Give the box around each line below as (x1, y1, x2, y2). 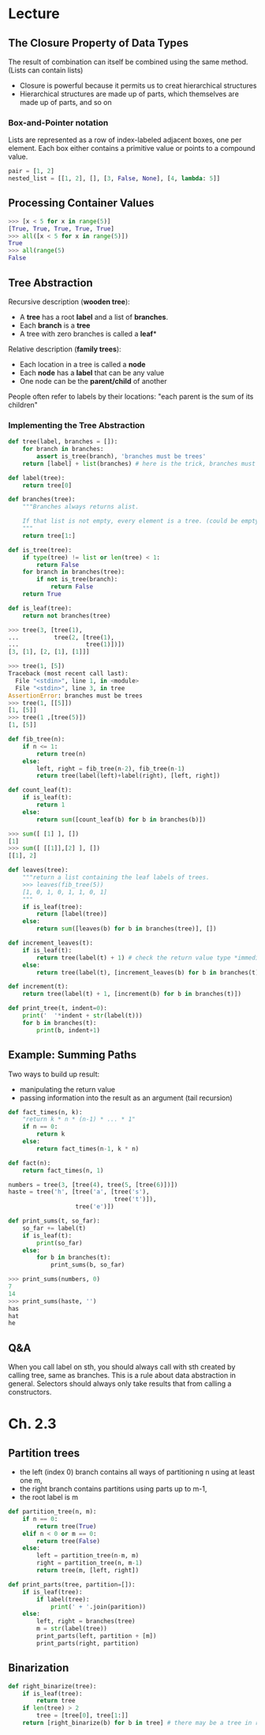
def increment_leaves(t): (8, 939, 93, 948)
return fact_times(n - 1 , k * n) (36, 1144, 140, 1153)
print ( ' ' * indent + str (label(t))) (22, 1012, 144, 1020)
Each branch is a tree (19, 321, 91, 330)
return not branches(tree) (22, 611, 111, 620)
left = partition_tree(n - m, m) (36, 1552, 140, 1560)
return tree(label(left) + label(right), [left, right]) (36, 772, 221, 780)
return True (22, 590, 62, 599)
